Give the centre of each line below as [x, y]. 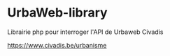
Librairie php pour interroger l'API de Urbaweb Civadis [85, 32]
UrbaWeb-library [57, 13]
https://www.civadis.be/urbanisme [57, 45]
